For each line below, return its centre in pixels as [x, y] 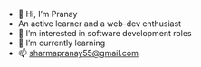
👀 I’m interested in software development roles [105, 33]
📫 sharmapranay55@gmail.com [78, 53]
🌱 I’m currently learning [62, 43]
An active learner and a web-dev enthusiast [100, 24]
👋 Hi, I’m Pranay [48, 14]
